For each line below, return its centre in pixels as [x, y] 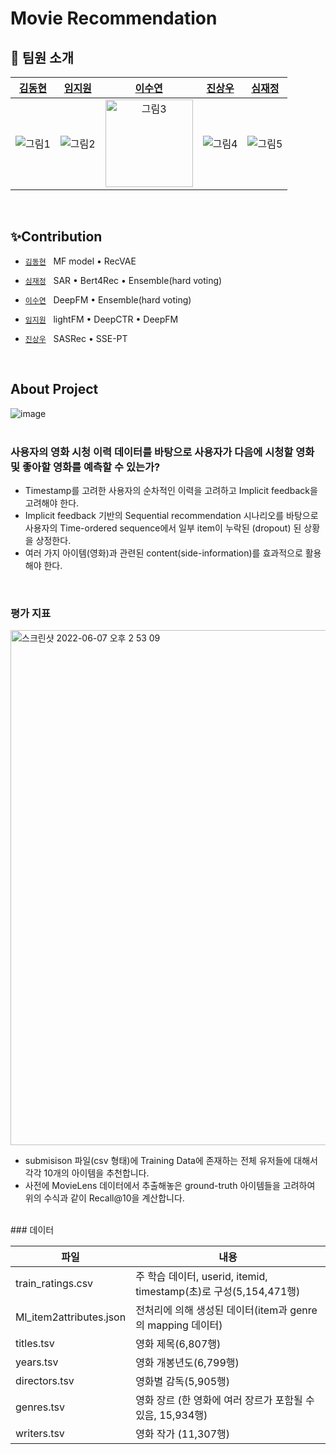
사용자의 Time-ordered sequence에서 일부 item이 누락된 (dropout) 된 [163, 528]
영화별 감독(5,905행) [183, 1382]
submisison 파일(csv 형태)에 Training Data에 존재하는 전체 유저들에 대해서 [171, 1161]
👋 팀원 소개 [42, 57]
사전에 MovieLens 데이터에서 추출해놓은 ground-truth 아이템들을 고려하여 [170, 1186]
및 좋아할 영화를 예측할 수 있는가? [85, 467]
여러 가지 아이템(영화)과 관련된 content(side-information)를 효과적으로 [163, 553]
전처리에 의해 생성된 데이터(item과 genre [226, 1310]
